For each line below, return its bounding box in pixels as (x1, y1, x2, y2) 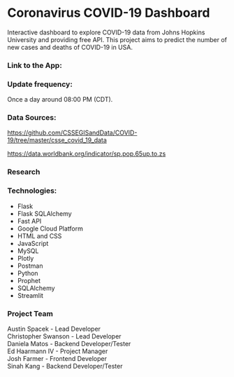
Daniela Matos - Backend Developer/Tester (7, 339, 131, 348)
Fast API (17, 217, 42, 225)
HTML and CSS (17, 231, 62, 240)
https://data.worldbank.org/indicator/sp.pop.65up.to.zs (7, 149, 166, 158)
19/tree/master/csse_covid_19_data (7, 136, 107, 144)
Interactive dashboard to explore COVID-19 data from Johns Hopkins (7, 28, 205, 36)
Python (17, 268, 38, 277)
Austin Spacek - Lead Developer (7, 324, 101, 333)
